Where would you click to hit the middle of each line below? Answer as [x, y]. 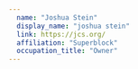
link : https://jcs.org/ [61, 34]
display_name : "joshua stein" [73, 26]
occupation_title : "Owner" [67, 51]
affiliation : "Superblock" [67, 43]
